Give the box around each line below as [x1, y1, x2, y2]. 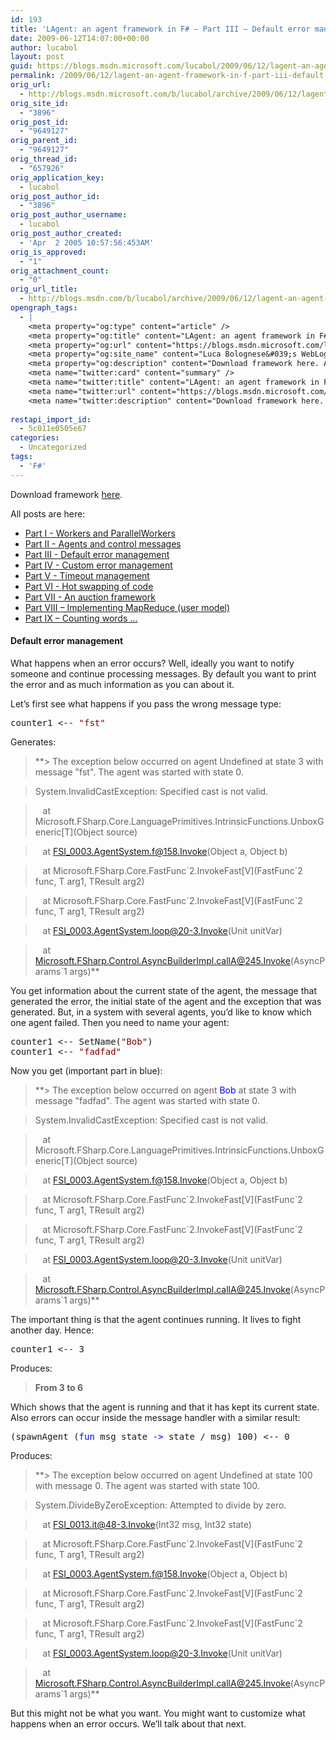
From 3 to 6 [34, 1381, 84, 1393]
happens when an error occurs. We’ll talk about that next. [10, 1717, 247, 1730]
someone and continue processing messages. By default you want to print [10, 667, 317, 680]
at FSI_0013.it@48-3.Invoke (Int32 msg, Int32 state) [42, 1518, 252, 1530]
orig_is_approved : [10, 247, 87, 257]
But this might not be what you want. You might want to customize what [10, 1707, 306, 1719]
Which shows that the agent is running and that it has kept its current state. [10, 1401, 320, 1413]
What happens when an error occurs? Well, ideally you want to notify [10, 657, 295, 669]
